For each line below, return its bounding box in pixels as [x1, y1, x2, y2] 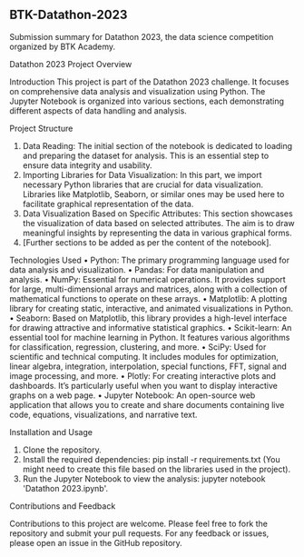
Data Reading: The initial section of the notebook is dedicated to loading [22, 140, 293, 151]
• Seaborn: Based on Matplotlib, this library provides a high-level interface [9, 313, 288, 323]
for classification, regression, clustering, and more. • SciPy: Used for [9, 341, 267, 353]
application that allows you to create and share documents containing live [9, 399, 285, 410]
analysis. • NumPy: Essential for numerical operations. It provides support [9, 274, 286, 284]
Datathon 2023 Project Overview [9, 58, 132, 69]
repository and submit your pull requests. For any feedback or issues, [9, 527, 270, 539]
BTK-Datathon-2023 [9, 7, 128, 23]
